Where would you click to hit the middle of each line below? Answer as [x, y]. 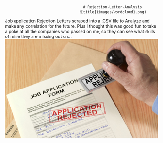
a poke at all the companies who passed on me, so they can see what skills [80, 31]
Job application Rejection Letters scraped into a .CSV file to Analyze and [77, 21]
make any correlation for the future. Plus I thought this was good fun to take [81, 26]
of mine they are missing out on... [38, 36]
